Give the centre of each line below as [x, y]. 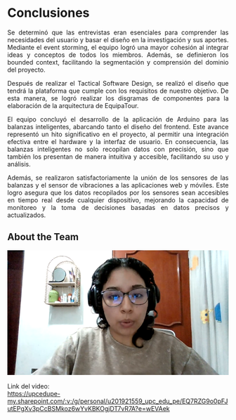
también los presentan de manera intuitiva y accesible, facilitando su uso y [118, 157]
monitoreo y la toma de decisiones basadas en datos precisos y [118, 207]
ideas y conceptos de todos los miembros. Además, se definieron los [118, 55]
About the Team [43, 237]
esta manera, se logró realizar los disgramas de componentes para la [118, 98]
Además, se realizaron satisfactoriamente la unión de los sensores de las [118, 178]
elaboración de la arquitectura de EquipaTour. [73, 105]
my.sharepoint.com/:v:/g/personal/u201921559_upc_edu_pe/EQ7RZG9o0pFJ [118, 401]
